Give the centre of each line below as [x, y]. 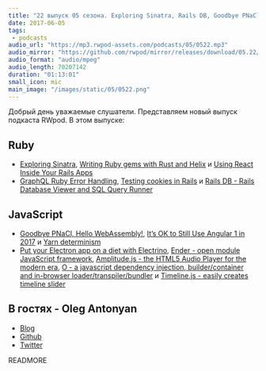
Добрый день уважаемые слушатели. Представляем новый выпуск [123, 112]
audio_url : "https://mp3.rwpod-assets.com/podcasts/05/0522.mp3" [118, 45]
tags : [17, 30]
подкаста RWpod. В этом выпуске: [66, 120]
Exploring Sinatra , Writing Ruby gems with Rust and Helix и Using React [136, 164]
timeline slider [42, 284]
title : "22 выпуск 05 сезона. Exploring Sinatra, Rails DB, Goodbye [123, 15]
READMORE [28, 360]
